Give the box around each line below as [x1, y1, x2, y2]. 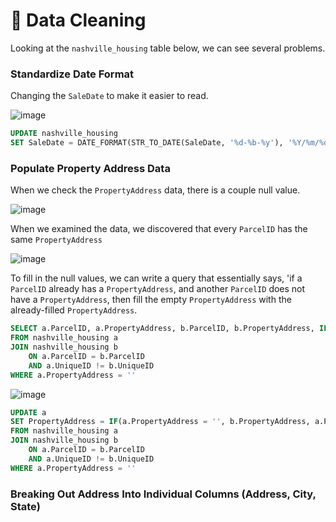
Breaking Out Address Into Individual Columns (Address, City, [10, 487, 317, 501]
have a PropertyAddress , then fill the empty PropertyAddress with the [10, 294, 292, 306]
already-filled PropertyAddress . [10, 304, 138, 316]
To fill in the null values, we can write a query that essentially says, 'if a [10, 272, 303, 284]
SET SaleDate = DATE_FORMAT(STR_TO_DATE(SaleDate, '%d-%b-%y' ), [10, 138, 284, 148]
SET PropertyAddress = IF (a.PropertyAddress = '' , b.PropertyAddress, [10, 417, 311, 427]
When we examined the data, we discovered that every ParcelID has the [10, 223, 308, 235]
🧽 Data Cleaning [10, 9, 147, 32]
